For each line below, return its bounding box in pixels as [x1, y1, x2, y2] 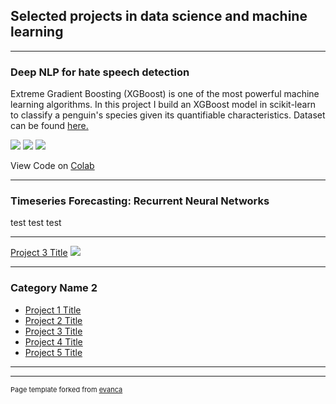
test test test [10, 217, 62, 229]
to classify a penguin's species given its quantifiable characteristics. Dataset [10, 109, 326, 121]
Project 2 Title [24, 314, 83, 326]
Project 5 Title [24, 346, 83, 358]
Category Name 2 [10, 281, 98, 295]
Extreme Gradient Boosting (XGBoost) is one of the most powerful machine [10, 88, 320, 100]
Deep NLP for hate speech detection [10, 65, 190, 79]
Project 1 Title [24, 304, 82, 316]
